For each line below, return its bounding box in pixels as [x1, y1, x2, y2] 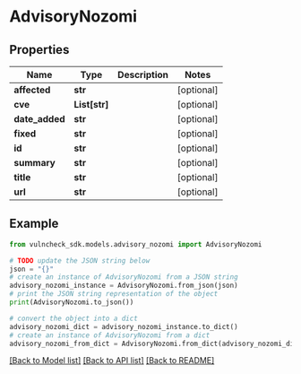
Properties [9, 42, 70, 57]
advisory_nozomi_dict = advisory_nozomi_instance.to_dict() [9, 322, 239, 331]
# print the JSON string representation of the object [9, 290, 219, 299]
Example [9, 216, 59, 231]
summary [13, 157, 56, 169]
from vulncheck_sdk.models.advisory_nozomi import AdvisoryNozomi [9, 239, 262, 248]
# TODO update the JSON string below [9, 256, 150, 265]
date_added [13, 113, 65, 125]
